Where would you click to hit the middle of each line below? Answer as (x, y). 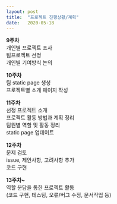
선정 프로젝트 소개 (27, 110)
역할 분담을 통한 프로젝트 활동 (40, 187)
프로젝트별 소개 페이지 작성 (37, 90)
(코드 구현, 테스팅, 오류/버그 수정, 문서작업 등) (59, 195)
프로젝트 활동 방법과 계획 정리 (40, 118)
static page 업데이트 (30, 133)
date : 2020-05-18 (30, 23)
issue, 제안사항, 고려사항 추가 (40, 160)
